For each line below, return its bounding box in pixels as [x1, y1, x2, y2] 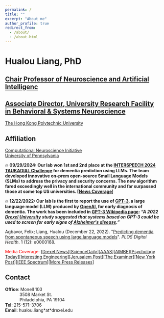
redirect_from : [5, 26, 36, 30]
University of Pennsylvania [5, 153, 59, 159]
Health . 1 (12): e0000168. [5, 239, 55, 245]
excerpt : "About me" [5, 16, 47, 21]
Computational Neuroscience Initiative [5, 148, 82, 154]
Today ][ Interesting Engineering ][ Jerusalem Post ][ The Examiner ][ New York [5, 254, 156, 260]
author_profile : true [5, 21, 49, 26]
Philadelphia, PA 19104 [19, 296, 65, 302]
